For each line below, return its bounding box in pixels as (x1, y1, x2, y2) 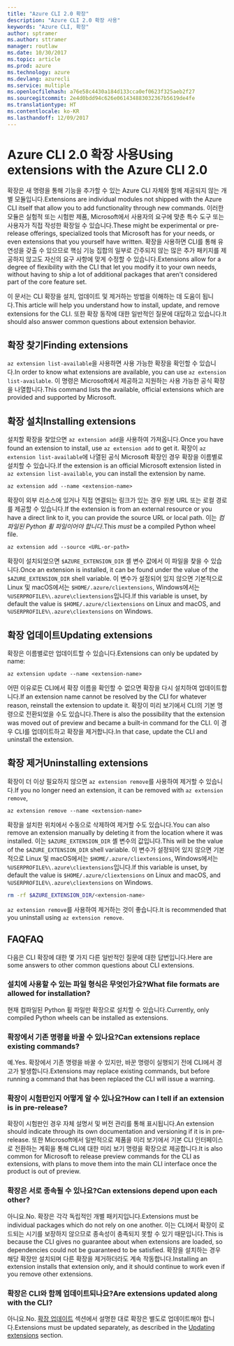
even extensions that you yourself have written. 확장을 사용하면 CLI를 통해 (7, 237, 217, 246)
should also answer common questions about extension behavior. (7, 317, 196, 325)
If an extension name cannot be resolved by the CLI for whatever (20, 692, 207, 701)
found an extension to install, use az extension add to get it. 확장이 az (7, 444, 206, 452)
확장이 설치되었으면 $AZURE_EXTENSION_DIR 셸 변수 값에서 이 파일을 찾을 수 (7, 557, 210, 566)
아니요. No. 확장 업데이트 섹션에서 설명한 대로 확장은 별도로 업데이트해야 (7, 1314, 202, 1323)
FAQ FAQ (7, 934, 44, 946)
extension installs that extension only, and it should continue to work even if (7, 1262, 226, 1270)
